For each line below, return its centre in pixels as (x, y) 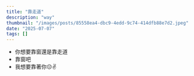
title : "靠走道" (25, 12)
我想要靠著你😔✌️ (36, 67)
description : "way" (31, 17)
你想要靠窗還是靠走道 (41, 52)
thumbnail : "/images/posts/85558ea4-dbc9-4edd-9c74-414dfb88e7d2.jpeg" (97, 23)
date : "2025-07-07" (31, 28)
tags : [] (17, 34)
